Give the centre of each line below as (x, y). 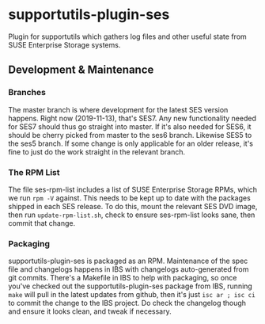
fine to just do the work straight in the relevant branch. (97, 151)
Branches (27, 93)
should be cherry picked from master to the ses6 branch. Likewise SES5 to (130, 135)
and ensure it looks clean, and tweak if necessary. (90, 311)
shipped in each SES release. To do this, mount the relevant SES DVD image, (133, 206)
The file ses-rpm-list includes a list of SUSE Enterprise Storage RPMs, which (133, 189)
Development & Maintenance (81, 70)
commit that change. (42, 223)
